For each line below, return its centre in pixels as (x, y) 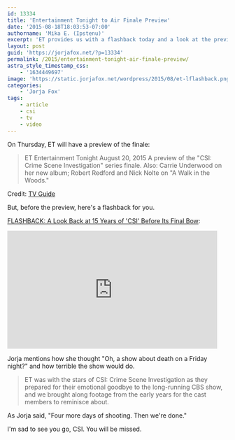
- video (31, 124)
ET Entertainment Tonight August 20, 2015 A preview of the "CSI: (118, 157)
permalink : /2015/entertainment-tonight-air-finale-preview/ (98, 59)
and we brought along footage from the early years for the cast (115, 394)
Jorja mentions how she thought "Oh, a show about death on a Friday (107, 358)
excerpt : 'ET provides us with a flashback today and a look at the (109, 40)
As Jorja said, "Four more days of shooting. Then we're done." (97, 415)
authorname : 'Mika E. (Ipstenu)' (56, 33)
